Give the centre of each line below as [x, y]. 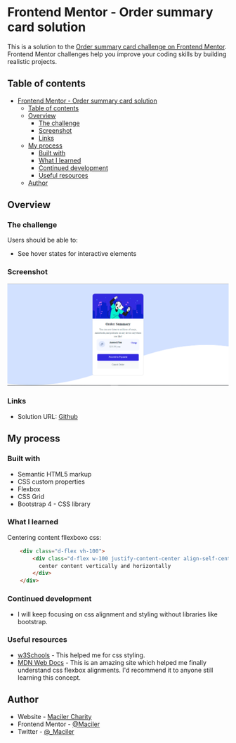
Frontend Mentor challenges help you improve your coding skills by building [117, 54]
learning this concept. [49, 677]
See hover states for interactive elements [77, 254]
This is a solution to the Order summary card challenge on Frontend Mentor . [117, 46]
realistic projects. [32, 61]
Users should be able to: [43, 240]
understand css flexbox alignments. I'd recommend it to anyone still [115, 670]
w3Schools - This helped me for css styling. [81, 655]
